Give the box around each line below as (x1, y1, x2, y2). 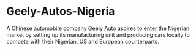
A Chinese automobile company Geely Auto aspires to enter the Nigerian (6, 25, 190, 32)
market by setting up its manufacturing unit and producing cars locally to (6, 31, 190, 38)
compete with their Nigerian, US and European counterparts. (6, 37, 159, 45)
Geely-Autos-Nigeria (6, 4, 115, 18)
